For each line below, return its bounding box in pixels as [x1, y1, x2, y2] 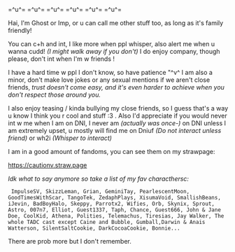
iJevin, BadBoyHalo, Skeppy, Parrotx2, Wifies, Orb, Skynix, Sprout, [8, 200, 215, 207]
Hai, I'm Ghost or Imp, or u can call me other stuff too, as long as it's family [8, 19, 224, 27]
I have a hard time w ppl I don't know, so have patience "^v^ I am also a [8, 69, 213, 76]
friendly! [8, 27, 32, 34]
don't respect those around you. [8, 90, 101, 99]
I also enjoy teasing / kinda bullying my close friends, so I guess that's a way [8, 104, 229, 112]
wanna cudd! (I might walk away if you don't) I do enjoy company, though [8, 48, 220, 55]
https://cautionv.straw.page [8, 161, 87, 169]
